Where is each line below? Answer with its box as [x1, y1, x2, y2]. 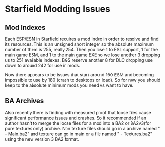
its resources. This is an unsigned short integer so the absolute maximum [5, 41, 154, 47]
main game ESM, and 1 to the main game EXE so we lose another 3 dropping [5, 52, 160, 58]
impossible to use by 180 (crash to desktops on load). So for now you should [5, 77, 161, 83]
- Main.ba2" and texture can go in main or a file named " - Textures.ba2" [5, 131, 153, 137]
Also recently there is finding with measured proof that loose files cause [5, 110, 151, 115]
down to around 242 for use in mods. [5, 63, 80, 68]
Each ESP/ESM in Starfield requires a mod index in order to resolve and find [5, 36, 159, 42]
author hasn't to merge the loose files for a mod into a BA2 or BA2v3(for [5, 120, 152, 126]
